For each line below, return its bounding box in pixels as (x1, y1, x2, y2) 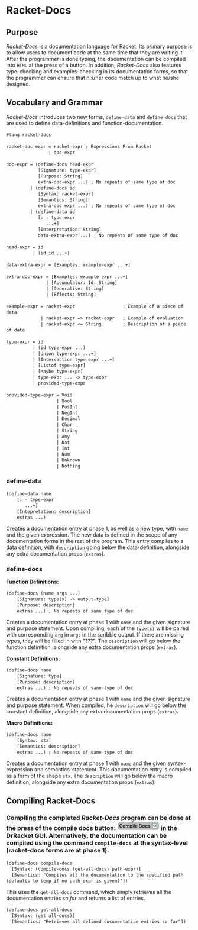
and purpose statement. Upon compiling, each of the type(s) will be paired (6, 625, 189, 632)
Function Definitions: (6, 578, 59, 586)
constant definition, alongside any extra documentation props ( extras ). (6, 708, 179, 715)
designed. (6, 80, 31, 88)
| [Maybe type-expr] (32, 368, 83, 374)
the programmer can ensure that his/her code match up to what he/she (6, 75, 179, 81)
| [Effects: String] (46, 291, 96, 298)
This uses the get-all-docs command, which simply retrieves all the (6, 889, 171, 896)
